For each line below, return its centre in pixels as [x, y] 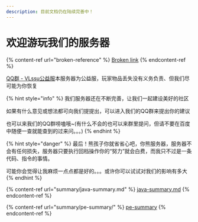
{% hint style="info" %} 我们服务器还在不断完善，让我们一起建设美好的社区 [98, 98]
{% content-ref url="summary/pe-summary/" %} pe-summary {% [86, 207]
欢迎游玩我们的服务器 [58, 43]
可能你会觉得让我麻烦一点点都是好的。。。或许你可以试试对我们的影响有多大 [97, 171]
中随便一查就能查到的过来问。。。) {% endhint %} [63, 131]
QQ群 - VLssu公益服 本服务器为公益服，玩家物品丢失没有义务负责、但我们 [95, 78]
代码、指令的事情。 [30, 158]
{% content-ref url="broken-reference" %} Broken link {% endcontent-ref [96, 59]
